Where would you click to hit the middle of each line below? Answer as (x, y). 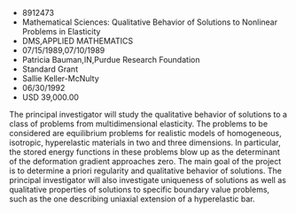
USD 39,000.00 (51, 97)
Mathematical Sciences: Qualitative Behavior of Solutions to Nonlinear (149, 22)
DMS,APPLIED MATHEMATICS (78, 41)
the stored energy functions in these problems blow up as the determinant (145, 152)
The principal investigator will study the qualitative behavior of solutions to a (148, 114)
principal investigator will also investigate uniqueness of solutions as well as (148, 180)
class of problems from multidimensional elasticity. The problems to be (139, 124)
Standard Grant (50, 69)
